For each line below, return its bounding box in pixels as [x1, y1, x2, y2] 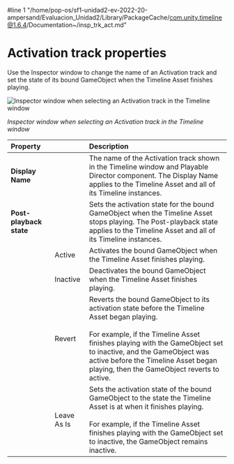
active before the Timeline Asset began [88, 355, 217, 365]
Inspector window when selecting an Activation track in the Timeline [7, 117, 204, 126]
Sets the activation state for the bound [88, 199, 214, 209]
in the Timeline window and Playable [88, 162, 209, 172]
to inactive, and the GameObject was [88, 347, 210, 357]
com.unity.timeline [169, 13, 223, 22]
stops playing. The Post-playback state [88, 216, 218, 226]
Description [88, 141, 129, 151]
